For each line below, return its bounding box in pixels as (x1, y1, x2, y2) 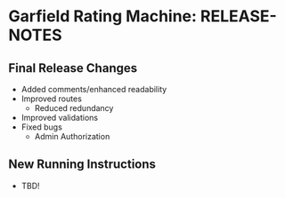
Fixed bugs (20, 122, 63, 132)
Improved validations (20, 113, 99, 123)
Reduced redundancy (34, 103, 114, 113)
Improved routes (20, 93, 82, 104)
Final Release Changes (8, 60, 138, 75)
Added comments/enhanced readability (20, 84, 167, 94)
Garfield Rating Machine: (8, 6, 198, 27)
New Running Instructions (8, 157, 157, 172)
